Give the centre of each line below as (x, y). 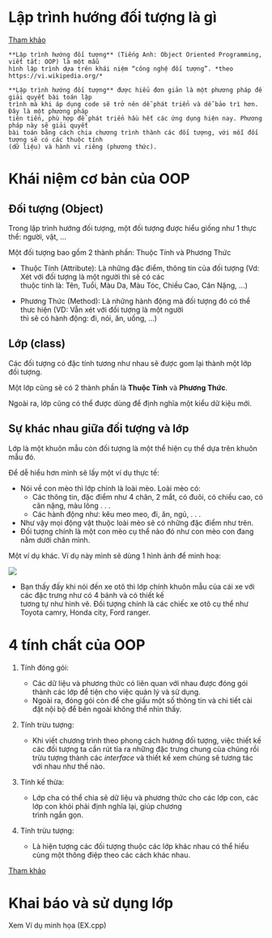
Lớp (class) (37, 344)
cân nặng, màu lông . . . (71, 505)
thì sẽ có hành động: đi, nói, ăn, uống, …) (89, 318)
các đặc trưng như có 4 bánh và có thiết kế (92, 595)
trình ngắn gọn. (57, 815)
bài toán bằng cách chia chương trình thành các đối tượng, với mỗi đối (134, 132)
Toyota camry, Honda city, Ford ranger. (85, 612)
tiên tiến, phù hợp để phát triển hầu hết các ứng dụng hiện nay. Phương (136, 118)
